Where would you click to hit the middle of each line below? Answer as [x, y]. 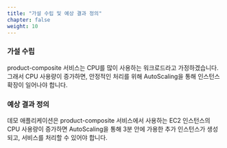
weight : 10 [23, 26]
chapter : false [29, 20]
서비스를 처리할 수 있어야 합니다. [64, 137]
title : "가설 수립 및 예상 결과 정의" [55, 13]
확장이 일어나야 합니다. [37, 85]
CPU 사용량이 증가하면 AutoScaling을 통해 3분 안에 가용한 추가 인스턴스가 [106, 129]
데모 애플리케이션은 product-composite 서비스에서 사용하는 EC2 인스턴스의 [109, 120]
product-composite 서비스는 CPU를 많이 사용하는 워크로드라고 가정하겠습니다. [113, 67]
